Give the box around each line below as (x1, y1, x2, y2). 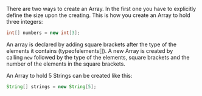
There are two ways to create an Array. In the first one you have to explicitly (6, 5, 197, 12)
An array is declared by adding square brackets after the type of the (6, 41, 177, 48)
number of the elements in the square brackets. (6, 60, 126, 67)
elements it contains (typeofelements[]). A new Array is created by (6, 47, 173, 54)
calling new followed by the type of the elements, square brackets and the (6, 53, 190, 61)
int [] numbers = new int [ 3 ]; (6, 30, 80, 36)
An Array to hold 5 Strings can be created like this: (6, 72, 133, 79)
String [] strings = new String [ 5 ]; (6, 83, 97, 90)
